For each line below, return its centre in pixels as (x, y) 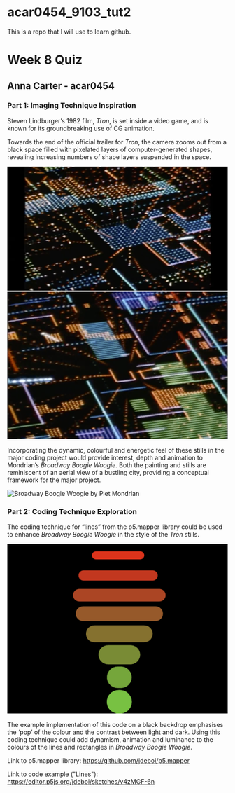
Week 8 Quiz (45, 60)
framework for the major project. (54, 480)
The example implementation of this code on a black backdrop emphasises (115, 724)
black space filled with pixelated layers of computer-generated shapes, (110, 149)
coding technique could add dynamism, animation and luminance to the (110, 739)
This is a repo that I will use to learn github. (69, 32)
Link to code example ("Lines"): (53, 774)
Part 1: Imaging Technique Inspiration (72, 106)
